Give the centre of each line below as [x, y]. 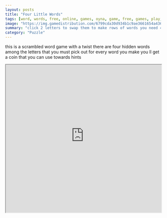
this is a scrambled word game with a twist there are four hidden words [78, 47]
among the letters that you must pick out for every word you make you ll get [82, 52]
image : [12, 23]
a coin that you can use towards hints [43, 57]
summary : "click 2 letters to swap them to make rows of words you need [82, 28]
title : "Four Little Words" [34, 14]
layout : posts [20, 10]
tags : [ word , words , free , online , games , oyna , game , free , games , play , [84, 19]
